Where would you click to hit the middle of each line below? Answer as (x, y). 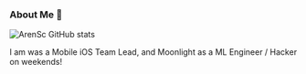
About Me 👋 (36, 15)
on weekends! (36, 62)
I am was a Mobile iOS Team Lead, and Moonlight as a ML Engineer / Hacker (153, 52)
